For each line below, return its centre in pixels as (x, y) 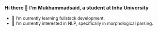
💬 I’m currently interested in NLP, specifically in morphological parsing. (82, 23)
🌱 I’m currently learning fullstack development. (58, 18)
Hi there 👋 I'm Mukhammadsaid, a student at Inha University (77, 8)
